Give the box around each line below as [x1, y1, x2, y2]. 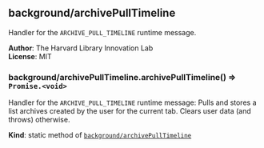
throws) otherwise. [8, 115, 70, 125]
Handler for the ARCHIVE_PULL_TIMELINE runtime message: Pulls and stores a [8, 98, 258, 107]
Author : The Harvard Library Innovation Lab [8, 43, 154, 53]
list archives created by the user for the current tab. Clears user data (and [8, 106, 251, 116]
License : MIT [8, 51, 52, 61]
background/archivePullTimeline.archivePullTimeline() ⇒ [8, 71, 237, 82]
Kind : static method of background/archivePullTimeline [8, 130, 192, 140]
